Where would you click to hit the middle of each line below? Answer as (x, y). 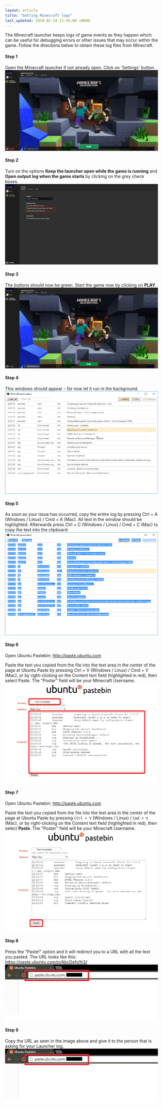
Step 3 (12, 274)
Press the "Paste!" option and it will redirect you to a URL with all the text (78, 952)
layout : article (21, 10)
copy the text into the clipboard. (37, 530)
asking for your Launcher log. (34, 1046)
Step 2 (12, 160)
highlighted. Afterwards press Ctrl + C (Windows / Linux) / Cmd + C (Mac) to (81, 525)
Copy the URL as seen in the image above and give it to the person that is (78, 1041)
